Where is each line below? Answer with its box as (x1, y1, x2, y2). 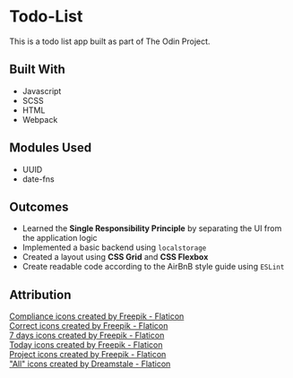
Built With (9, 62, 65, 77)
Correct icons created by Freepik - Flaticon (9, 321, 168, 331)
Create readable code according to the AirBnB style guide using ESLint (22, 262, 285, 272)
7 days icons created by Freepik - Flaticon (9, 330, 165, 341)
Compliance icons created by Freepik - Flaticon (9, 311, 185, 322)
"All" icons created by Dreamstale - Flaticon (9, 358, 171, 369)
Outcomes (9, 199, 69, 214)
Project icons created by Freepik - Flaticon (9, 349, 167, 360)
